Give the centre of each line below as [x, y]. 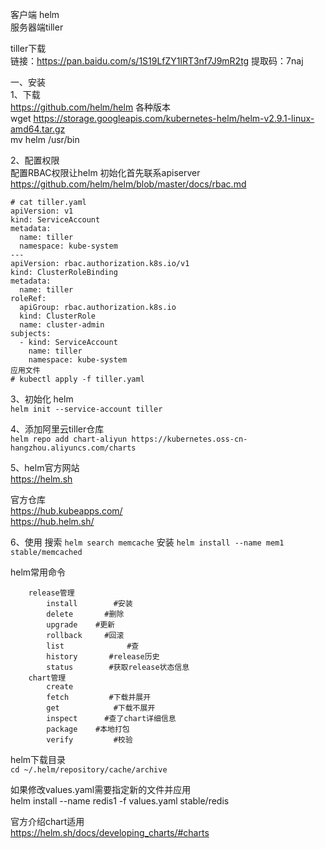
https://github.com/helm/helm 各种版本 [91, 107]
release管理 [51, 593]
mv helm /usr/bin [45, 139]
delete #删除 [85, 614]
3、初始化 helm [42, 399]
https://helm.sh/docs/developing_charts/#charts [110, 832]
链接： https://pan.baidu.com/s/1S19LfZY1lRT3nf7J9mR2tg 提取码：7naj [157, 61]
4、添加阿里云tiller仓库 [57, 429]
